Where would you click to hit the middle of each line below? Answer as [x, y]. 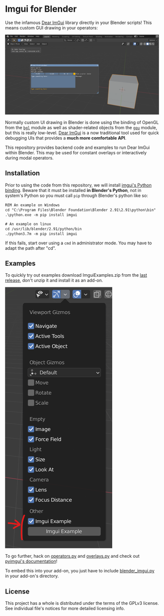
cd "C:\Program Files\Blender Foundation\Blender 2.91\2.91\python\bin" [81, 210]
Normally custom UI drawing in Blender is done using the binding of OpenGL [82, 122]
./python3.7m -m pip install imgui [41, 234]
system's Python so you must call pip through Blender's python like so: [76, 195]
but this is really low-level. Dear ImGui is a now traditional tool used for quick [82, 133]
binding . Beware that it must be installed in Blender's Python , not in [73, 190]
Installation [22, 173]
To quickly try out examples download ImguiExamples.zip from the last [76, 275]
